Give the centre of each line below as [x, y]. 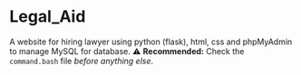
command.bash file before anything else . [82, 61]
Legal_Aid [48, 17]
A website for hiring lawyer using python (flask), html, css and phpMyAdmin [151, 42]
